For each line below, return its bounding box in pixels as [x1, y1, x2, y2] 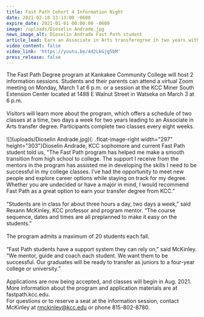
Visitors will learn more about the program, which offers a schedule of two [6, 110, 192, 117]
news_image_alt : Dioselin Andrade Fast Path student [6, 32, 143, 38]
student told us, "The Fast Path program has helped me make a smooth [6, 148, 185, 156]
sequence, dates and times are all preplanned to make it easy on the [6, 213, 177, 220]
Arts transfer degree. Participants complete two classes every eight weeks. [6, 122, 195, 130]
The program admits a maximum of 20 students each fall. [6, 232, 150, 240]
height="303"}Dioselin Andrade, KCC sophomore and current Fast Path [6, 142, 185, 149]
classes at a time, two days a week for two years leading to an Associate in [6, 116, 194, 124]
